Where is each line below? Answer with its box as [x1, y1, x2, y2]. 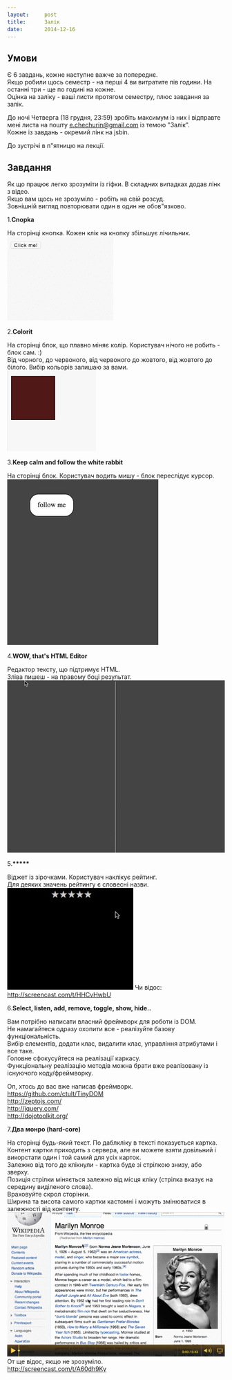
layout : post [7, 11, 57, 18]
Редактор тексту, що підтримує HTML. [7, 665, 121, 673]
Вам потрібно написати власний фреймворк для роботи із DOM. [7, 1017, 197, 1026]
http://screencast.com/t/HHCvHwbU [7, 990, 112, 999]
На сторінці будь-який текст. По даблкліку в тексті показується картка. [7, 1138, 217, 1147]
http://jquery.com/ [7, 1105, 59, 1113]
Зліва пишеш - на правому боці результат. [7, 673, 133, 681]
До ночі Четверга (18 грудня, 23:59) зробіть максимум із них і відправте [7, 114, 221, 122]
